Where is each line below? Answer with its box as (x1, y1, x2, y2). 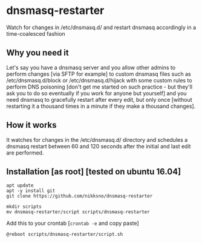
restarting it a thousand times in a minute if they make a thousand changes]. (6, 102, 196, 110)
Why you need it (6, 48, 69, 58)
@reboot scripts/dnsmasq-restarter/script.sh (6, 231, 123, 238)
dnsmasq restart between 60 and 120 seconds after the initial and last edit (6, 142, 191, 150)
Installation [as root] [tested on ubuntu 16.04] (6, 166, 181, 176)
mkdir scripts (6, 204, 42, 210)
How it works (6, 120, 57, 130)
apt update (6, 182, 34, 188)
